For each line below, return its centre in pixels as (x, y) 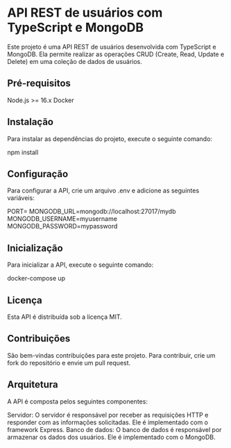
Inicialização (35, 248)
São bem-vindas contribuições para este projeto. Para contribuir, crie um (112, 355)
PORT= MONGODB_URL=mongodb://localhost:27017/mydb (92, 211)
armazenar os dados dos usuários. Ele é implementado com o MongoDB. (112, 437)
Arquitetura (33, 384)
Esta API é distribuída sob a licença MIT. (65, 317)
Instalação (31, 122)
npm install (23, 152)
